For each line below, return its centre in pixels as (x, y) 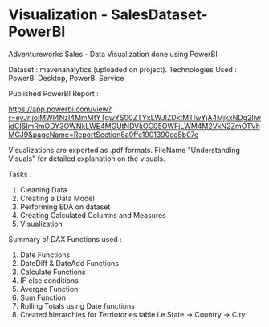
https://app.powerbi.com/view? (60, 109)
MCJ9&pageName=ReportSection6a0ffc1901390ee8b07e (104, 135)
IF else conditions (49, 280)
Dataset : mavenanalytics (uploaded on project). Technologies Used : (122, 69)
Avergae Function (49, 289)
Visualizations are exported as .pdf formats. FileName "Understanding (124, 150)
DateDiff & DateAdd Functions (69, 263)
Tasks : (20, 174)
